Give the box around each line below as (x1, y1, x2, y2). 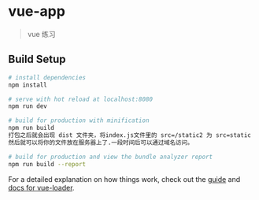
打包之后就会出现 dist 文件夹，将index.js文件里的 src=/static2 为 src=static (8, 131, 252, 139)
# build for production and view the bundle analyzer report (8, 153, 213, 161)
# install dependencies (8, 73, 87, 81)
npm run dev (8, 102, 47, 110)
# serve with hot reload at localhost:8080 (8, 95, 154, 103)
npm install (8, 81, 47, 89)
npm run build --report (8, 160, 87, 168)
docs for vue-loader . (8, 183, 75, 192)
